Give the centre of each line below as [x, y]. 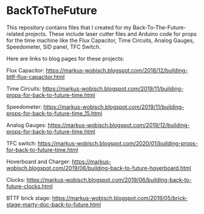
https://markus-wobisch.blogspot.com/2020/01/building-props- [118, 143]
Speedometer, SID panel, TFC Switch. [54, 47]
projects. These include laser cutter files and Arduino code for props [111, 33]
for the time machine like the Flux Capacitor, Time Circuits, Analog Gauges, [100, 40]
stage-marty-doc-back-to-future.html [54, 204]
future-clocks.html [30, 186]
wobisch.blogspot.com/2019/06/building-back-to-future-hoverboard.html [99, 168]
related [15, 33]
